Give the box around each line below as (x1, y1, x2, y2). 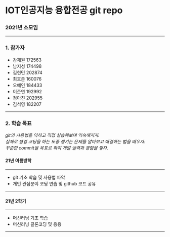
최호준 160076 (12, 75, 42, 82)
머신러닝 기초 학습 (12, 215, 48, 221)
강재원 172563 (12, 57, 42, 63)
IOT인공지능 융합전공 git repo (5, 5, 123, 16)
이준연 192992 (12, 88, 42, 94)
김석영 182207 (12, 101, 42, 107)
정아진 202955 (12, 95, 43, 101)
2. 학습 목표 (5, 120, 32, 127)
